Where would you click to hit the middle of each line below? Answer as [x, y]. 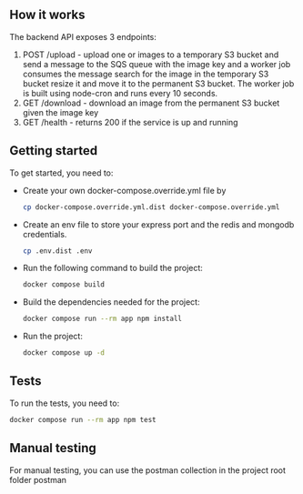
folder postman [38, 479]
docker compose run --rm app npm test [83, 419]
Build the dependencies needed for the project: [111, 302]
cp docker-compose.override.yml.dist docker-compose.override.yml [151, 207]
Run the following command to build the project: [112, 268]
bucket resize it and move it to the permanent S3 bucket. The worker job [158, 83]
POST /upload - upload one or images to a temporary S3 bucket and [151, 55]
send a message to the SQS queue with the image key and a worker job [157, 64]
